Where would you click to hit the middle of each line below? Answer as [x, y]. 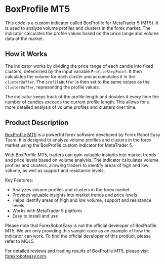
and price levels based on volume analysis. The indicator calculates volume [82, 160]
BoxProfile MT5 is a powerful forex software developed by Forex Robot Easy [83, 134]
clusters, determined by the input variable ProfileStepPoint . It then [74, 71]
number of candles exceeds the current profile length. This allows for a [77, 102]
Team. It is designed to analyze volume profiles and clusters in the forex [78, 140]
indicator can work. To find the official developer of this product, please [78, 236]
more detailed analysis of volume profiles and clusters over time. [71, 107]
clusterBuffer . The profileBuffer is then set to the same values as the [77, 82]
